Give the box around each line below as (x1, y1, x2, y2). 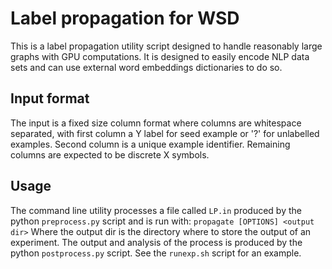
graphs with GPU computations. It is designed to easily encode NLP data (10, 50, 310, 62)
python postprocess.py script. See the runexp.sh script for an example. (10, 247, 302, 259)
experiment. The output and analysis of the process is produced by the (10, 236, 303, 248)
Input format (10, 90, 90, 107)
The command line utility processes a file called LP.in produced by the (10, 204, 302, 216)
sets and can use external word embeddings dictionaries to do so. (10, 61, 283, 73)
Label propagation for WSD (10, 7, 240, 30)
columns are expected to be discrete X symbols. (10, 148, 210, 161)
